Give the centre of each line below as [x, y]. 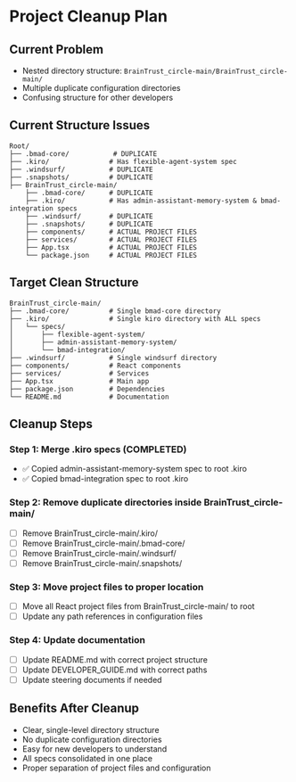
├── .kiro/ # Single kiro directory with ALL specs [135, 318]
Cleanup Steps [51, 424]
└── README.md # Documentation [89, 397]
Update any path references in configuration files [112, 616]
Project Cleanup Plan [88, 16]
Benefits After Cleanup [74, 708]
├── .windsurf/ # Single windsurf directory [113, 358]
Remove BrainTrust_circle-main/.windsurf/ [99, 553]
